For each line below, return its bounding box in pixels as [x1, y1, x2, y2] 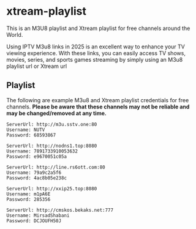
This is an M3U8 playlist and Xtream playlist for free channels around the [6, 24, 190, 32]
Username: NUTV [6, 127, 45, 133]
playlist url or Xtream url [6, 62, 67, 70]
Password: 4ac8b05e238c [6, 175, 67, 181]
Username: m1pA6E [6, 191, 51, 197]
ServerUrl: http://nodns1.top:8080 [6, 143, 97, 149]
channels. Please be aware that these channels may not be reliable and [6, 103, 190, 110]
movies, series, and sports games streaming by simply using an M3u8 [6, 56, 183, 63]
